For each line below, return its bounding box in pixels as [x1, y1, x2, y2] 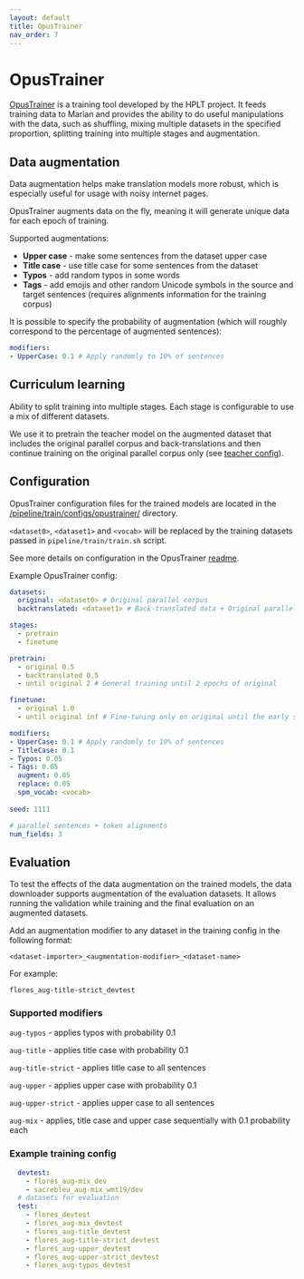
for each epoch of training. [9, 215, 109, 227]
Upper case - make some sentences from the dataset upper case [22, 250, 268, 261]
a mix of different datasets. [9, 410, 110, 422]
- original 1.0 [17, 704, 75, 713]
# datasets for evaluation [17, 1194, 119, 1203]
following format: [9, 935, 73, 946]
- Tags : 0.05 [9, 763, 59, 772]
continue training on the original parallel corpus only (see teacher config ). [9, 447, 284, 458]
